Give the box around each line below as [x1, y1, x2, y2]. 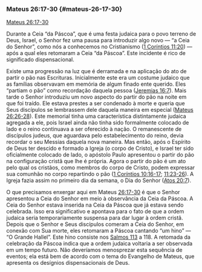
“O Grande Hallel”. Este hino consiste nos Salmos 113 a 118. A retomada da [6, 233, 191, 241]
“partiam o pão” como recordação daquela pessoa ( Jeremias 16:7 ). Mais [6, 87, 187, 94]
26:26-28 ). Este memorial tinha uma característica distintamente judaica [6, 112, 186, 120]
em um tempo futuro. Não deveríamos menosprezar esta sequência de [6, 247, 183, 254]
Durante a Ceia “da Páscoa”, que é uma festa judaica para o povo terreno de [6, 30, 197, 37]
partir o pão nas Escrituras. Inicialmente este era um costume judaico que [6, 74, 190, 82]
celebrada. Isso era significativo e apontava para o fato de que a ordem [6, 208, 184, 215]
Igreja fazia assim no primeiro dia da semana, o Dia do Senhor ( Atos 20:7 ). [6, 177, 192, 184]
